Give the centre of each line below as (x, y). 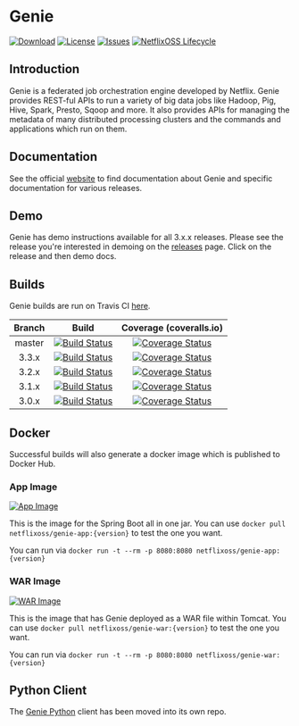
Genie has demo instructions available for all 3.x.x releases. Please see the (146, 238)
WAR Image (35, 581)
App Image (33, 487)
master (29, 343)
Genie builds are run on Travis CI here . (80, 306)
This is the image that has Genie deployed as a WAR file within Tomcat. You (148, 618)
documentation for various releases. (76, 188)
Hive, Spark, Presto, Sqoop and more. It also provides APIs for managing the (149, 110)
